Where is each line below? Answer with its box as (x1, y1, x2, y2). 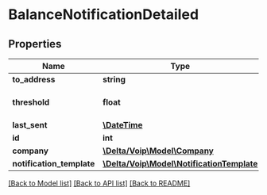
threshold (12, 97, 50, 108)
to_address (12, 74, 56, 85)
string (103, 74, 126, 85)
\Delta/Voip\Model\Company (103, 145, 215, 156)
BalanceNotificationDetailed (8, 6, 199, 24)
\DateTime (103, 120, 143, 130)
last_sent (12, 120, 48, 130)
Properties (8, 37, 62, 51)
